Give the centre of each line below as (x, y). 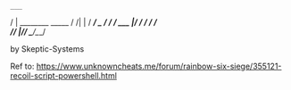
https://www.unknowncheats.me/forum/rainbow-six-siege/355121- (159, 66)
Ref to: (22, 66)
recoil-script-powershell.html (63, 76)
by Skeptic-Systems (47, 49)
